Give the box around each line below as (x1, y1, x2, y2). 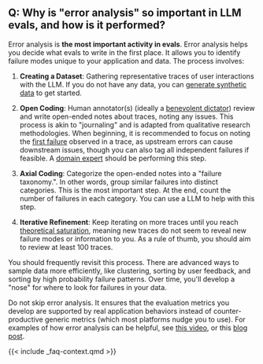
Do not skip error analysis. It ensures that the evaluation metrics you (8, 298, 230, 307)
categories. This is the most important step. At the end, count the (19, 185, 232, 195)
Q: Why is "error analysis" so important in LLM (8, 6, 242, 20)
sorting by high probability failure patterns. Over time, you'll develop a (8, 274, 235, 284)
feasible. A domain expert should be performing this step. (19, 153, 207, 163)
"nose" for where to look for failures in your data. (8, 282, 167, 292)
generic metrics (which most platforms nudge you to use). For (44, 314, 246, 324)
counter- (213, 306, 242, 315)
